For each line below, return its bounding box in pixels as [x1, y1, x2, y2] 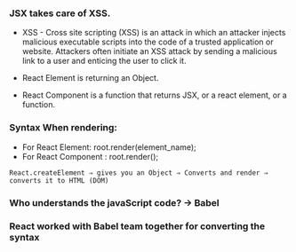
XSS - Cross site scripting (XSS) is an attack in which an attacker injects [21, 28, 286, 38]
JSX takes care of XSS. [9, 7, 111, 20]
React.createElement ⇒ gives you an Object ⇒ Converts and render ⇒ [9, 168, 268, 177]
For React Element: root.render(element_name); [21, 141, 197, 153]
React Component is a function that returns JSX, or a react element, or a [21, 90, 287, 100]
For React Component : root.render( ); [21, 151, 159, 161]
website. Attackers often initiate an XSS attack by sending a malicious [21, 46, 277, 57]
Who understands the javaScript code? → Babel [9, 196, 220, 209]
